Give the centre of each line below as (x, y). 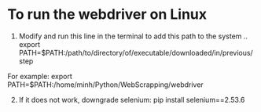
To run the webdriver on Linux (107, 14)
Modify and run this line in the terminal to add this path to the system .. (133, 36)
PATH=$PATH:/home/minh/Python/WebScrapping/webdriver (105, 85)
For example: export (40, 76)
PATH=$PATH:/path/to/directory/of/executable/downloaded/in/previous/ (136, 52)
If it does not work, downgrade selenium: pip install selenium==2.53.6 (132, 99)
